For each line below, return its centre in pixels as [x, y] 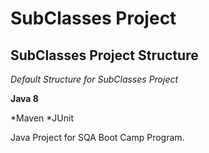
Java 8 [24, 98]
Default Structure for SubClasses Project [94, 79]
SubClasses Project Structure [104, 55]
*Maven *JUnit [42, 118]
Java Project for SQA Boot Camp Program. [97, 137]
